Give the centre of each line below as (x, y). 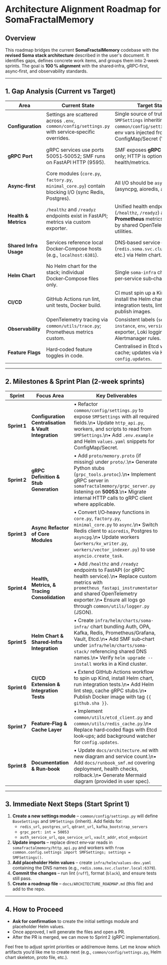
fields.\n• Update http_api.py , (109, 423)
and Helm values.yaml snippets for (114, 441)
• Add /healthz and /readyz (106, 564)
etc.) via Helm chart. (138, 255)
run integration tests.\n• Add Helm (114, 684)
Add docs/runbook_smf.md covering (114, 763)
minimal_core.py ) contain (76, 186)
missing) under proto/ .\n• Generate (116, 462)
